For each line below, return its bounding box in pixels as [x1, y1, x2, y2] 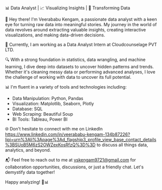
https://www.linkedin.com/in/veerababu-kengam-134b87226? [5, 131, 130, 137]
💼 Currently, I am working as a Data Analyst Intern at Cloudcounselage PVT [5, 42, 157, 47]
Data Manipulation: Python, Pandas [12, 95, 83, 101]
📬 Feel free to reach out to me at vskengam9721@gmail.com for [5, 157, 136, 162]
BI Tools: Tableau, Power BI [12, 116, 68, 122]
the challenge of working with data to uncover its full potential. [5, 74, 132, 80]
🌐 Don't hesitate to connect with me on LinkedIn [5, 126, 103, 131]
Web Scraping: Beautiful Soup [12, 111, 74, 117]
